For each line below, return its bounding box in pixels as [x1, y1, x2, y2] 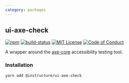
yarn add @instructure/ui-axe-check [5, 73, 82, 78]
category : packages [5, 7, 46, 13]
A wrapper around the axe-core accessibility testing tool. [5, 49, 123, 55]
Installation [5, 61, 34, 68]
